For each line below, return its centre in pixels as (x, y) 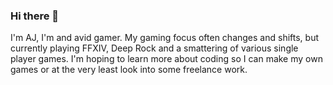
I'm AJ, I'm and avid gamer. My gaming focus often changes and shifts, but (164, 38)
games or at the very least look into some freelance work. (129, 70)
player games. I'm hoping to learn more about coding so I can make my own (166, 59)
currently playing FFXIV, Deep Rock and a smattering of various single (154, 48)
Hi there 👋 (35, 16)
